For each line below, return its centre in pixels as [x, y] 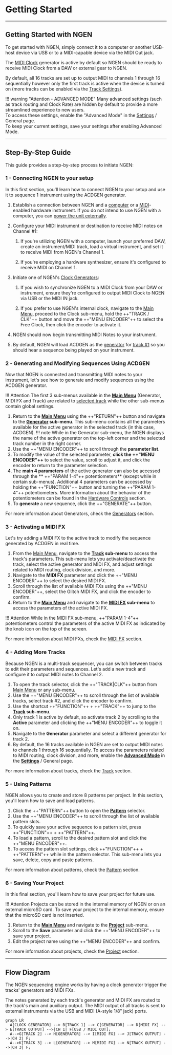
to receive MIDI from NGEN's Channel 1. [62, 252]
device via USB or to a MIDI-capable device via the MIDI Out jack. [85, 52]
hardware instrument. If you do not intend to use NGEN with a [96, 210]
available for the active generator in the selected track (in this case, [84, 427]
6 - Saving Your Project [35, 883]
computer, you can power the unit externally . [60, 216]
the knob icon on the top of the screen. [47, 629]
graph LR [15, 1021]
